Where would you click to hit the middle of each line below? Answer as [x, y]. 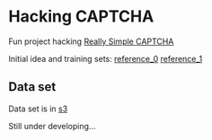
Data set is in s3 [38, 109]
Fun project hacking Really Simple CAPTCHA [91, 41]
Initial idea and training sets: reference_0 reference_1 [106, 58]
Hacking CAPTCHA [81, 17]
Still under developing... [52, 126]
